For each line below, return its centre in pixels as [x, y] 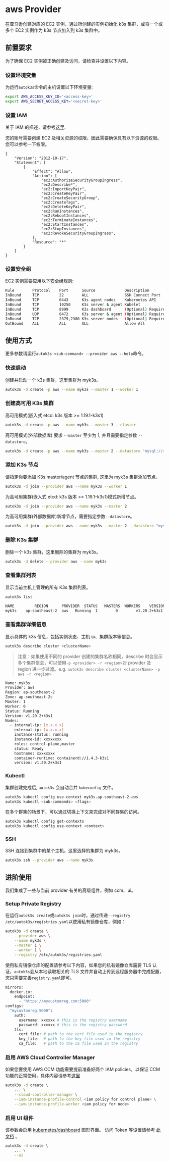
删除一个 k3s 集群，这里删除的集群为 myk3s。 [53, 552]
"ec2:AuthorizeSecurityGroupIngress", [82, 180]
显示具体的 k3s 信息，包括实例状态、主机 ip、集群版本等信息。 [70, 636]
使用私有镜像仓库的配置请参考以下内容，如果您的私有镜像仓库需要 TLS [78, 965]
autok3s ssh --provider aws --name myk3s [49, 860]
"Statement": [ [30, 163]
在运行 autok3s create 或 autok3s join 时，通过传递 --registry [68, 916]
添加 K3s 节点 [22, 465]
